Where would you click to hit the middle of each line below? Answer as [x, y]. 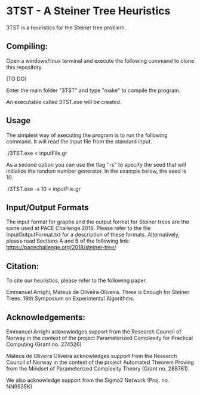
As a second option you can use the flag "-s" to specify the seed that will [96, 164]
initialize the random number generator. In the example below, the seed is [96, 171]
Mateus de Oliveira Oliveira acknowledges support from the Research [92, 356]
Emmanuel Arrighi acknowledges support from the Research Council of [94, 332]
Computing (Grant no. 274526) [44, 344]
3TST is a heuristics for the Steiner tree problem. [66, 27]
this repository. [25, 67]
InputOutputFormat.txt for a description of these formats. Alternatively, [93, 235]
